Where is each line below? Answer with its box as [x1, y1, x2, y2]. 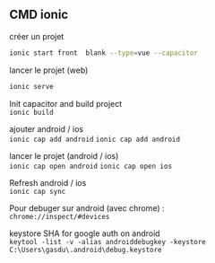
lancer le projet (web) [9, 65, 89, 75]
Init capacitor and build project [9, 98, 123, 109]
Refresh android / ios [9, 177, 87, 188]
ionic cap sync [9, 187, 66, 196]
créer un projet [9, 31, 64, 41]
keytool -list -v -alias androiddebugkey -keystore [9, 237, 206, 246]
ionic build [9, 108, 54, 117]
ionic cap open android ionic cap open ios [9, 162, 173, 171]
